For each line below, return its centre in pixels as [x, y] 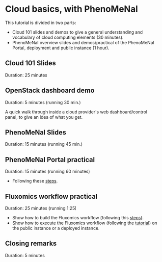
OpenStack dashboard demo [50, 91]
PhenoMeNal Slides [36, 132]
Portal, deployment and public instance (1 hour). [61, 48]
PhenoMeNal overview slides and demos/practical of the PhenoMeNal [83, 42]
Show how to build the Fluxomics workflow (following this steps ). [78, 218]
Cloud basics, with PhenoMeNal [72, 9]
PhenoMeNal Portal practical [50, 160]
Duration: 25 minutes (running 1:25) [41, 208]
